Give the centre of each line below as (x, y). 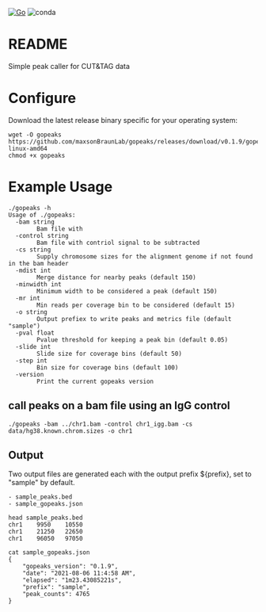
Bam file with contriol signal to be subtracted (118, 243)
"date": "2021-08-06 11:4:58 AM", (79, 574)
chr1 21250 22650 (46, 532)
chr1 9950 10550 (46, 525)
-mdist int (33, 270)
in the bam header (38, 263)
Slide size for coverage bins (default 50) (109, 354)
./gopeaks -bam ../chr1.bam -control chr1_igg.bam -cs (101, 424)
